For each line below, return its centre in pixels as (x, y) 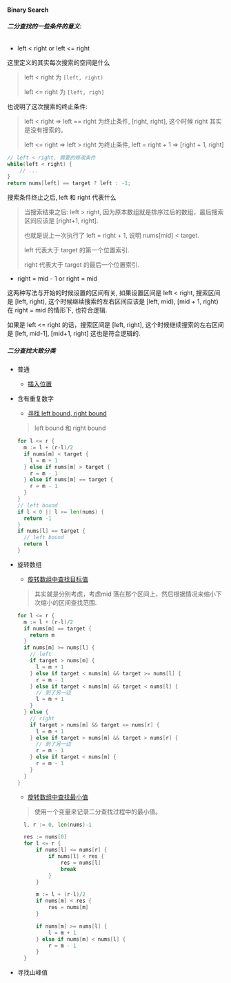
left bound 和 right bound (70, 428)
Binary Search (28, 10)
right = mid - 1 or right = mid (57, 279)
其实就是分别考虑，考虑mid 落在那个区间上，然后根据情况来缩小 (125, 594)
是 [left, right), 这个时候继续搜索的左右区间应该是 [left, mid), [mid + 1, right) (113, 301)
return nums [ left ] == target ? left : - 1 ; (69, 183)
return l (36, 544)
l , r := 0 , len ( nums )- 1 (58, 825)
